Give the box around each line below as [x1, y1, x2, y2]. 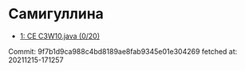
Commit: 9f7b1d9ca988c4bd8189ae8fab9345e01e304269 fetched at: [8, 46, 238, 56]
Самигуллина [8, 5, 104, 23]
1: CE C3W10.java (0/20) [19, 31, 101, 41]
